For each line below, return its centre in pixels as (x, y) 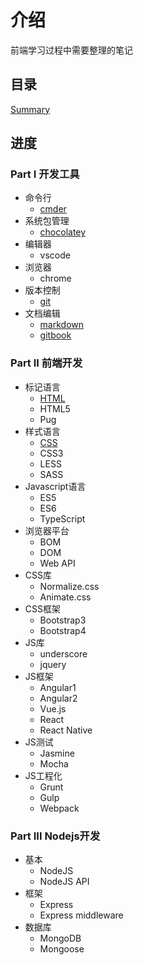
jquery (53, 664)
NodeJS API (64, 882)
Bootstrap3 (63, 620)
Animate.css (65, 597)
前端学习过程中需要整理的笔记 (71, 50)
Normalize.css (69, 586)
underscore (63, 653)
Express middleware (81, 915)
